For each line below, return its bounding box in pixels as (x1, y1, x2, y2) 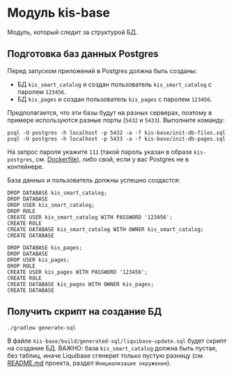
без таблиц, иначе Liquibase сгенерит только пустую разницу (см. (7, 351, 205, 359)
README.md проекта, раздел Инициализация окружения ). (7, 359, 172, 367)
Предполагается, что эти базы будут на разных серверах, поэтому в (7, 108, 212, 116)
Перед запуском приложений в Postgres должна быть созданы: (7, 66, 197, 75)
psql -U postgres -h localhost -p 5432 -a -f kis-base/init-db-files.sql (7, 129, 226, 137)
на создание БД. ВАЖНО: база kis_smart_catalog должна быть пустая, (7, 343, 217, 352)
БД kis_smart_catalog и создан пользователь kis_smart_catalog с (17, 80, 212, 88)
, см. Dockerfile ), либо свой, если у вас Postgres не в (32, 155, 189, 163)
